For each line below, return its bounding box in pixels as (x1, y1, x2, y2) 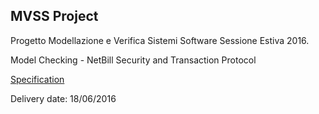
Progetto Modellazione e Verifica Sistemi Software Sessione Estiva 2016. (10, 34, 310, 46)
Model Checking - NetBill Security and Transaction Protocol (10, 54, 257, 66)
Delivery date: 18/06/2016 (10, 92, 117, 104)
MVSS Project (10, 8, 99, 25)
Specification (10, 73, 65, 85)
